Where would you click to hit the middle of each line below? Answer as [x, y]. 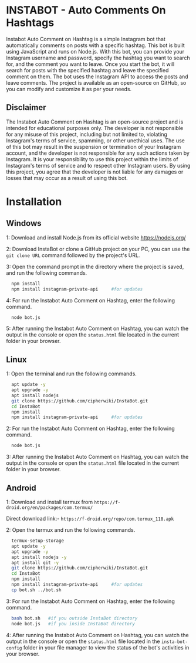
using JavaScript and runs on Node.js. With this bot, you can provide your [95, 51]
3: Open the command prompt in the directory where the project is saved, [95, 266]
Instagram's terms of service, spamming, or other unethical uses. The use [95, 140]
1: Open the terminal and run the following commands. [71, 374]
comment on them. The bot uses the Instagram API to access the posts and [97, 76]
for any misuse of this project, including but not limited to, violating [87, 134]
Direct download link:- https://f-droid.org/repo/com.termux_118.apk [90, 519]
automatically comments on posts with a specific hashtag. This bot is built [95, 45]
